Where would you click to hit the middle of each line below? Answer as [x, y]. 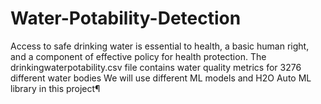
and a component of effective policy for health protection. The [138, 56]
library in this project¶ [55, 88]
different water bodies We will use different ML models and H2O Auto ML [161, 78]
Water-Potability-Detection [126, 18]
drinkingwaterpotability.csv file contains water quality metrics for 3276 [156, 67]
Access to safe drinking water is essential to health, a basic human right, [160, 46]
